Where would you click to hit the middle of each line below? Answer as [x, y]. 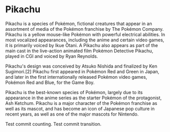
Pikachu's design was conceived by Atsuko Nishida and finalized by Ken [81, 66]
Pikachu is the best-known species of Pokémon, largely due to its [74, 92]
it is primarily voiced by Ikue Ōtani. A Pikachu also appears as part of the [82, 45]
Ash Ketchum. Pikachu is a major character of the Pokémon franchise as [81, 103]
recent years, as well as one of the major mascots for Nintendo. [72, 114]
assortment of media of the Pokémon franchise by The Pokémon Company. [84, 29]
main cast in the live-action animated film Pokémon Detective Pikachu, [79, 51]
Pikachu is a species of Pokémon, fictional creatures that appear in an [79, 24]
